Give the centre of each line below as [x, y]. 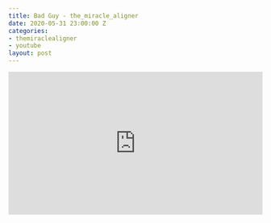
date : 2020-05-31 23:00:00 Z [57, 23]
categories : [28, 31]
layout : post [30, 53]
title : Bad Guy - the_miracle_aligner [73, 16]
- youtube [25, 46]
